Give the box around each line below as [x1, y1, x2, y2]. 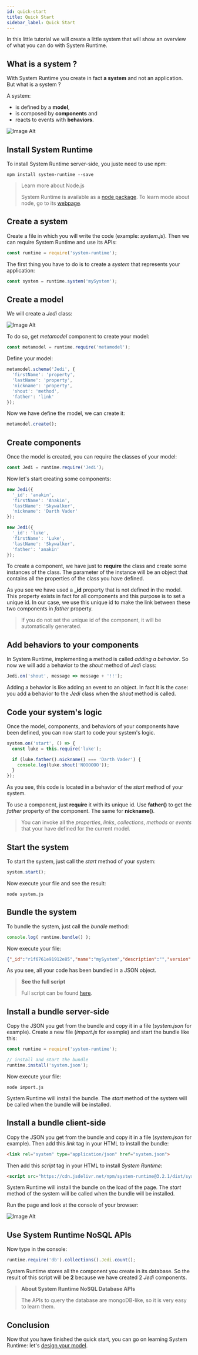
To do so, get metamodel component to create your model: [6, 333, 149, 340]
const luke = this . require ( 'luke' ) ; [12, 746, 102, 752]
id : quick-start [6, 8, 46, 15]
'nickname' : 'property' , [12, 383, 73, 388]
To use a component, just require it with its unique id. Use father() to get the [6, 801, 192, 808]
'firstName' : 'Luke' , [12, 535, 65, 542]
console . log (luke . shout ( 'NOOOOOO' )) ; [17, 762, 110, 768]
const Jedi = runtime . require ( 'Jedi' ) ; [6, 464, 105, 471]
